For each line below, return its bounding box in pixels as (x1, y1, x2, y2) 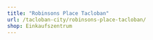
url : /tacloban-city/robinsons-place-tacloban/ (7, 16, 147, 23)
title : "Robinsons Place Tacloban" (7, 9, 110, 17)
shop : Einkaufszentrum (7, 22, 72, 29)
